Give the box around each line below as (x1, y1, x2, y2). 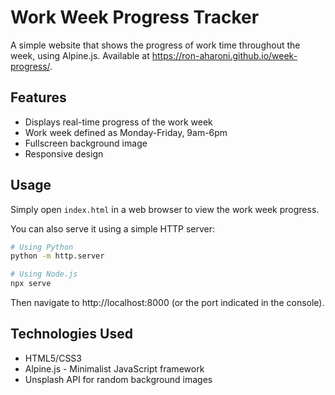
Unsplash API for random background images (24, 373, 213, 385)
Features (10, 89, 67, 106)
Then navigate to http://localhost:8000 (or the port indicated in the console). (10, 297, 325, 309)
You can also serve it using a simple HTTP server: (10, 222, 216, 235)
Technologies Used (10, 326, 133, 343)
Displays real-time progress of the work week (24, 116, 213, 128)
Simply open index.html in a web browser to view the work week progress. (10, 203, 320, 215)
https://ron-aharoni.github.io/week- (151, 49, 298, 61)
